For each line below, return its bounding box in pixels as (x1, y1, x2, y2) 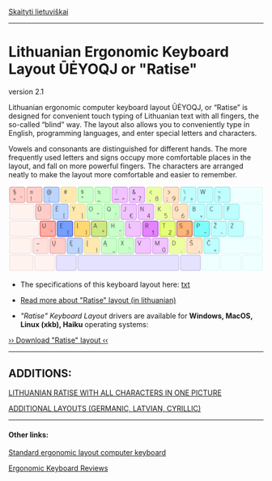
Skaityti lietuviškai (8, 7, 69, 16)
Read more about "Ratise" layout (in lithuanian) (19, 296, 176, 305)
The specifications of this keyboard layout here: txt (19, 279, 190, 290)
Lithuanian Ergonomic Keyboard (8, 43, 229, 62)
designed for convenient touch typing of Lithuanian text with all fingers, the (8, 111, 259, 121)
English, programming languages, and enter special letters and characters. (8, 128, 257, 138)
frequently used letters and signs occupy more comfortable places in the (8, 152, 252, 162)
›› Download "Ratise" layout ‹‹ (8, 335, 108, 345)
